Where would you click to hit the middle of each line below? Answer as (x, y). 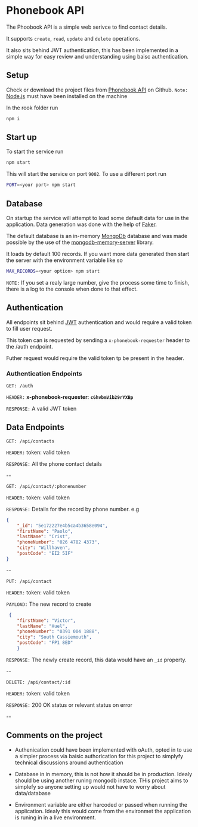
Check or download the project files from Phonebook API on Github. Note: (97, 90)
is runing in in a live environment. (55, 817)
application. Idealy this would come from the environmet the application (103, 811)
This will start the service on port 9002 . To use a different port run (86, 174)
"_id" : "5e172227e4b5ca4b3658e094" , (63, 526)
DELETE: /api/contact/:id (38, 682)
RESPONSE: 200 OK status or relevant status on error (69, 705)
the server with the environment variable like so (65, 260)
